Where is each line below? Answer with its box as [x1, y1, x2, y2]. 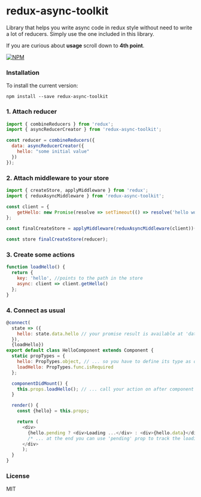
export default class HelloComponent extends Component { [6, 347, 154, 353]
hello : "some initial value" [17, 148, 90, 155]
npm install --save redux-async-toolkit [6, 94, 109, 100]
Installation [6, 68, 40, 77]
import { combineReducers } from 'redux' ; [6, 121, 114, 127]
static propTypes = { [11, 353, 66, 359]
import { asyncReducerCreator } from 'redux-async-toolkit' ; [6, 127, 162, 133]
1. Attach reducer [6, 108, 57, 116]
